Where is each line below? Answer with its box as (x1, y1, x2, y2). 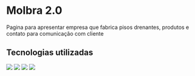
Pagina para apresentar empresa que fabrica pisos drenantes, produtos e (6, 24, 190, 31)
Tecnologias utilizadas (6, 48, 93, 58)
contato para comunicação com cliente (6, 30, 104, 37)
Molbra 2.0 (6, 4, 62, 17)
